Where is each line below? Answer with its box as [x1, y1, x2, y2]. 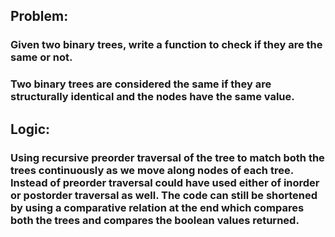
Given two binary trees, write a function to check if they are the [10, 38, 323, 52]
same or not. [10, 50, 73, 64]
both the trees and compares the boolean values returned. [10, 213, 300, 227]
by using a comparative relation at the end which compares [10, 200, 305, 214]
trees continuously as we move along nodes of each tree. [10, 163, 294, 177]
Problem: [10, 8, 69, 25]
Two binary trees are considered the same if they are [10, 77, 272, 91]
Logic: [10, 120, 51, 138]
